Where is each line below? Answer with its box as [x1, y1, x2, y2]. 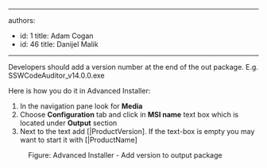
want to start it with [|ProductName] [19, 136, 137, 144]
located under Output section [19, 118, 118, 128]
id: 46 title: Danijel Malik [19, 40, 99, 48]
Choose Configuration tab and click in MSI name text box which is [19, 110, 239, 119]
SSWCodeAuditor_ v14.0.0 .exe [8, 71, 105, 80]
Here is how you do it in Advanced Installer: [8, 86, 151, 95]
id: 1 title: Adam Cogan [19, 31, 94, 40]
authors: [8, 16, 36, 25]
